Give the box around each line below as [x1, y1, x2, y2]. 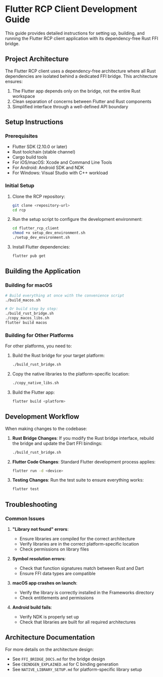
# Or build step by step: [5, 307, 58, 311]
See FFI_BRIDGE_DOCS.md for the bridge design [12, 656, 105, 662]
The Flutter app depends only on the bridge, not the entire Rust [12, 88, 141, 94]
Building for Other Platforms [5, 332, 74, 338]
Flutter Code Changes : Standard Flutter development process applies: [12, 459, 156, 464]
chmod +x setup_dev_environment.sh [12, 230, 86, 236]
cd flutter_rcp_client [12, 226, 59, 231]
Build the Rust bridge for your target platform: [12, 353, 105, 359]
